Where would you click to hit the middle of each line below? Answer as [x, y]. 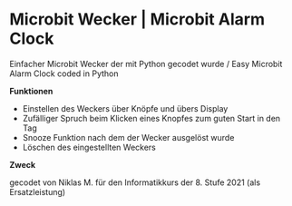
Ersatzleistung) [38, 191]
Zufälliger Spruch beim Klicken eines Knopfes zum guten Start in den [151, 118]
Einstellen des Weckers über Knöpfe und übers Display [125, 108]
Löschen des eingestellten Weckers [89, 147]
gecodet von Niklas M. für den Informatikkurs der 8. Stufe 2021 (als [135, 182]
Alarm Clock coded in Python [64, 74]
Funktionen [31, 91]
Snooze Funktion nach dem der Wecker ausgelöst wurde [128, 137]
